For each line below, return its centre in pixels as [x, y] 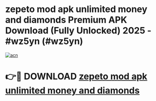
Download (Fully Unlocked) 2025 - [79, 31]
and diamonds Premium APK [66, 20]
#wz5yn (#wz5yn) [44, 41]
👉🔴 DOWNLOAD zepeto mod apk [76, 77]
